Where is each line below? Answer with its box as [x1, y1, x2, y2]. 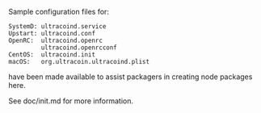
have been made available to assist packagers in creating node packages [8, 72, 253, 82]
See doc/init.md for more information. [8, 96, 133, 106]
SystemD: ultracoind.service [8, 23, 107, 31]
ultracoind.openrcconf [40, 44, 117, 52]
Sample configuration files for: [8, 7, 109, 16]
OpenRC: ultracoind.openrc [8, 36, 103, 44]
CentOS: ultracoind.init [8, 51, 95, 59]
